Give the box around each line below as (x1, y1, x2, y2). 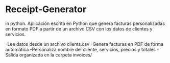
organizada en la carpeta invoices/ (19, 52, 92, 58)
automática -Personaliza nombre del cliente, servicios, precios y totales (5, 46, 156, 52)
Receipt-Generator (5, 4, 87, 15)
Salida (5, 52, 19, 58)
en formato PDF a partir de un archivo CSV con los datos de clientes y (5, 25, 153, 31)
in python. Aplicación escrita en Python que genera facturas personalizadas (5, 20, 165, 26)
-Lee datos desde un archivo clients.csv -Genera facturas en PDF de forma (5, 41, 164, 47)
